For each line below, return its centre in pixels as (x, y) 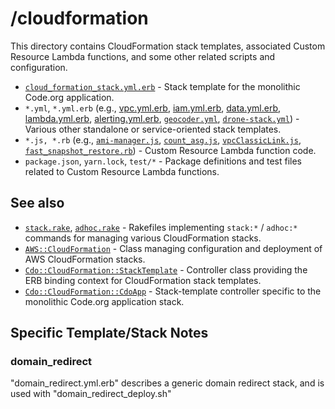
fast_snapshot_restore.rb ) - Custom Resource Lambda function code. (170, 150)
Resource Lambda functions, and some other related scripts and (143, 56)
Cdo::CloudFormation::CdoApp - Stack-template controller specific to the (173, 291)
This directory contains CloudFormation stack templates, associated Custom (168, 46)
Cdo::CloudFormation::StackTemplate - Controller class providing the (166, 269)
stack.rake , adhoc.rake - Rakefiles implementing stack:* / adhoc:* (161, 227)
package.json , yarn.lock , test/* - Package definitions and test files (163, 161)
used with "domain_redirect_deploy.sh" (91, 394)
